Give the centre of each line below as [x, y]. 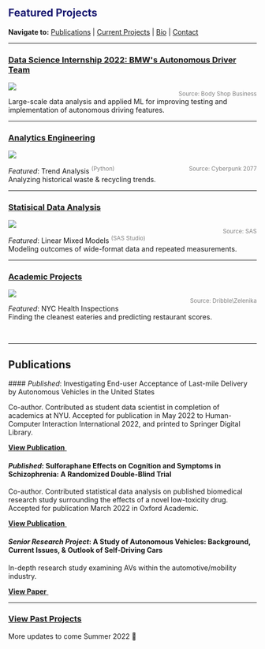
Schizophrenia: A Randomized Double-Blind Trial [90, 474]
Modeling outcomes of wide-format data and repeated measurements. [123, 249]
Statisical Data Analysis [54, 207]
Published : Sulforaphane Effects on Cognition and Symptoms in [115, 465]
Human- [218, 416]
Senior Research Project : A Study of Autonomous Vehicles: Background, [129, 541]
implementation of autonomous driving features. [86, 110]
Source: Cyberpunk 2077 [223, 169]
